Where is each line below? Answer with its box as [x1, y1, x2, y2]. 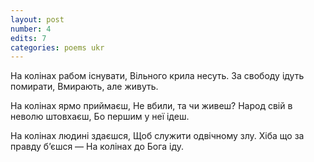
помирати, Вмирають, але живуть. [10, 81, 159, 93]
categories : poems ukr [10, 42, 105, 53]
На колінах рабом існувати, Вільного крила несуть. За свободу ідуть [10, 70, 305, 82]
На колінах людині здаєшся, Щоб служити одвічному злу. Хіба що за [10, 130, 305, 142]
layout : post [10, 14, 65, 25]
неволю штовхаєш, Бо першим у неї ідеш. [10, 111, 190, 123]
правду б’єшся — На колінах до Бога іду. [10, 141, 185, 153]
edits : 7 [10, 33, 47, 43]
